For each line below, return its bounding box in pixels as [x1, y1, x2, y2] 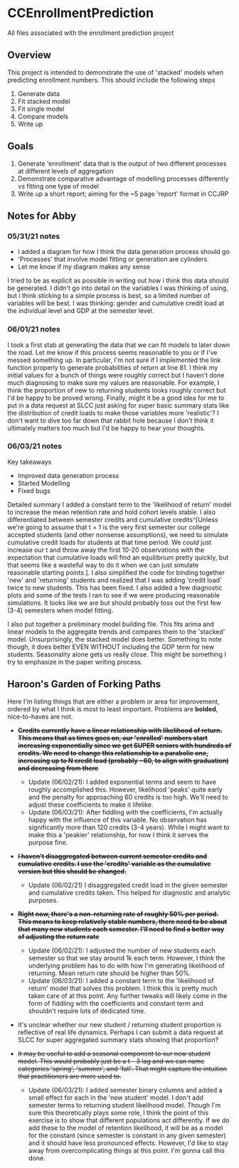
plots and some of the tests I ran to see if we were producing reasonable [7, 590, 221, 599]
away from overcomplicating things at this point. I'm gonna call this [28, 1146, 225, 1154]
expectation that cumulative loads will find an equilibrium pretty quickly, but [7, 553, 229, 561]
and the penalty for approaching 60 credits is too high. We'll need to [28, 792, 229, 801]
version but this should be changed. [17, 866, 127, 876]
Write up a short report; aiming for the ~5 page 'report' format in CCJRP [17, 189, 229, 198]
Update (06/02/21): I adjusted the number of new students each [28, 946, 216, 955]
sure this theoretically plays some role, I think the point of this [28, 1108, 209, 1117]
